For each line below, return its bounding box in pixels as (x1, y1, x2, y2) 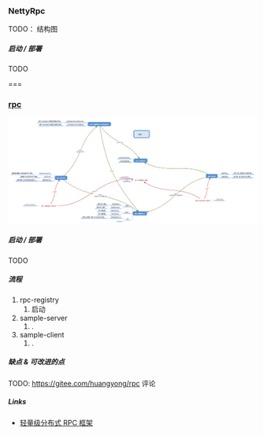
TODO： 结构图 (8, 24, 58, 34)
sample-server (19, 313, 68, 323)
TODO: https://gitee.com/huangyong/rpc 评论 (8, 378, 156, 388)
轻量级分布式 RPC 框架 (19, 418, 93, 427)
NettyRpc (8, 6, 46, 17)
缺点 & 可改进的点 (8, 357, 65, 367)
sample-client (19, 330, 65, 339)
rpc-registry (19, 295, 59, 304)
